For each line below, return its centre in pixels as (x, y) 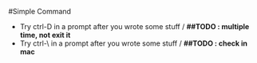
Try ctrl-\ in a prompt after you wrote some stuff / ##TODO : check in (133, 43)
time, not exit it (45, 35)
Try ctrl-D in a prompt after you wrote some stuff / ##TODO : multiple (134, 26)
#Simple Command (40, 11)
